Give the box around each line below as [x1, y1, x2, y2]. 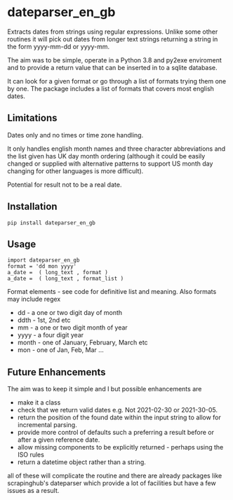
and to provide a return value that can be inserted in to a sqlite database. [7, 63, 218, 72]
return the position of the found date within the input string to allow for [17, 413, 221, 421]
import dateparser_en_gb [7, 257, 80, 264]
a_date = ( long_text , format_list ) [7, 275, 124, 283]
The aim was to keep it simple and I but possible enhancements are [7, 385, 202, 393]
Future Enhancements [7, 366, 107, 378]
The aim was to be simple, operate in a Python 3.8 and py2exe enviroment [7, 55, 222, 64]
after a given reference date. [17, 435, 100, 444]
